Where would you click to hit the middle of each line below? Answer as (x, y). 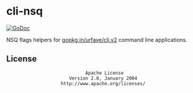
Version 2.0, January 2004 (103, 78)
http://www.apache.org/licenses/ (103, 83)
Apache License (104, 73)
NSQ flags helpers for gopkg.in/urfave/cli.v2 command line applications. (97, 40)
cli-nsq (25, 11)
